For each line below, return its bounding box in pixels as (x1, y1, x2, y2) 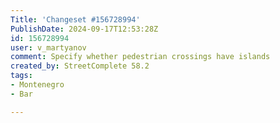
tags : (10, 71, 33, 81)
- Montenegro (10, 80, 65, 90)
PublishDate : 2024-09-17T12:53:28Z (10, 24, 159, 34)
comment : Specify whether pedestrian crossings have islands (10, 52, 271, 62)
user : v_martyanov (10, 42, 87, 53)
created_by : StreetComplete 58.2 (10, 61, 150, 71)
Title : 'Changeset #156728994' (10, 14, 141, 25)
